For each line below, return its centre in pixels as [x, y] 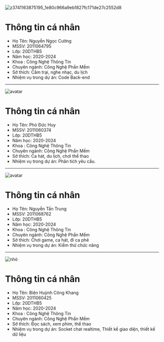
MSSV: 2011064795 [32, 46]
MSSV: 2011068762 [32, 214]
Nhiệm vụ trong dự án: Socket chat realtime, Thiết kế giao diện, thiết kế [83, 329]
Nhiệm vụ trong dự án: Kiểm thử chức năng [55, 245]
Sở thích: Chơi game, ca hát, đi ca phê [51, 240]
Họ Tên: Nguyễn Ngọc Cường [42, 41]
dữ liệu [19, 334]
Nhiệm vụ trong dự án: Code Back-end [51, 77]
